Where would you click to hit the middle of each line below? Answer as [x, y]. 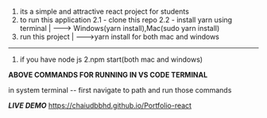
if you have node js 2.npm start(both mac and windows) [111, 59]
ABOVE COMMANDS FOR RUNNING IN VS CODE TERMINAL [108, 75]
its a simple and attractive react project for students [104, 11]
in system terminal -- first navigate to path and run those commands [120, 90]
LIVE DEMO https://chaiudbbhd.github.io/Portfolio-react [100, 105]
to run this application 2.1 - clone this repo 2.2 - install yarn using [126, 20]
